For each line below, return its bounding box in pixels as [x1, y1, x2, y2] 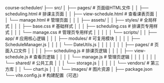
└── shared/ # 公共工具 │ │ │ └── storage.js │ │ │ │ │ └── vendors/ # [5, 60, 150, 66]
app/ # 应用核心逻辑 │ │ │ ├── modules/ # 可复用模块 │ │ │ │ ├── [5, 35, 140, 41]
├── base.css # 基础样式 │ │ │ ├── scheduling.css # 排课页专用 [22, 23, 154, 29]
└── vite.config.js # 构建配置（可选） [5, 72, 81, 78]
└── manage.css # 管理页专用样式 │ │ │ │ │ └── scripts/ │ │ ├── [22, 29, 157, 35]
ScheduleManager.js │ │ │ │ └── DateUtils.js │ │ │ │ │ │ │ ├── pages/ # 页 [5, 42, 159, 47]
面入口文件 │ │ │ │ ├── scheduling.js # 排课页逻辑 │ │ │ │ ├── [5, 48, 134, 54]
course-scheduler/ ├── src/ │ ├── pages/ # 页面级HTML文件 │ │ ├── [5, 5, 149, 10]
